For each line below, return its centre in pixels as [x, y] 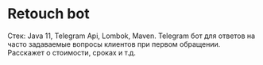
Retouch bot [48, 14]
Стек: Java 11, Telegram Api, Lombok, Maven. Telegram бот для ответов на [131, 36]
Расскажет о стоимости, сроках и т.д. [72, 52]
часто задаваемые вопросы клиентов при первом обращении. [114, 44]
